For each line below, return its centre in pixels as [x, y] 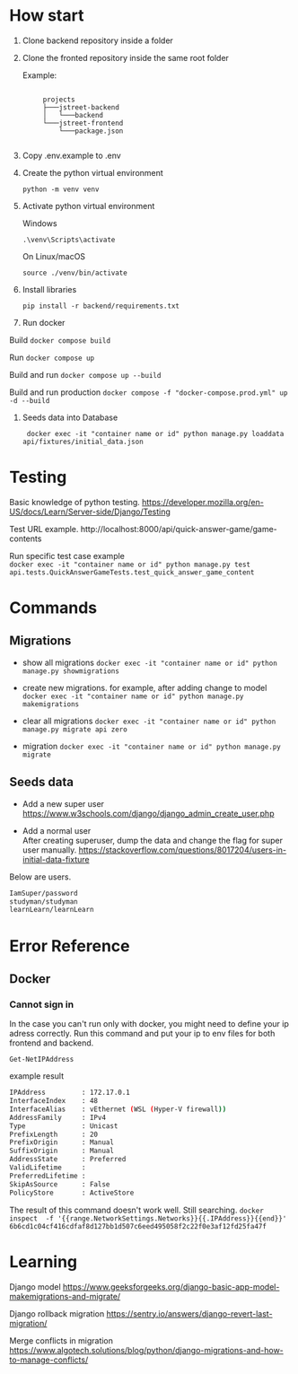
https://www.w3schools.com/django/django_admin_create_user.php [148, 813]
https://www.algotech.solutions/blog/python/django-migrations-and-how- [147, 1350]
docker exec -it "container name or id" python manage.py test [130, 564]
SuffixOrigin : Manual [62, 1151]
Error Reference [70, 945]
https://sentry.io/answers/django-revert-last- [189, 1313]
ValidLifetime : [48, 1168]
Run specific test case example [67, 556]
